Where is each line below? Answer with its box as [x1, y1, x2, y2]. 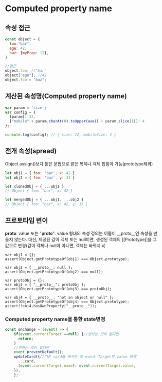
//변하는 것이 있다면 [14, 345, 50, 350]
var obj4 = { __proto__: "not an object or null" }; [5, 295, 114, 300]
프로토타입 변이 [5, 217, 48, 225]
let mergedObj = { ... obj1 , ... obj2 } [5, 197, 84, 202]
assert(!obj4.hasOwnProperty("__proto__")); [5, 303, 97, 308]
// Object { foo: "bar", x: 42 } [5, 188, 73, 193]
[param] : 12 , [9, 114, 36, 120]
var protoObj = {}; [5, 278, 45, 283]
